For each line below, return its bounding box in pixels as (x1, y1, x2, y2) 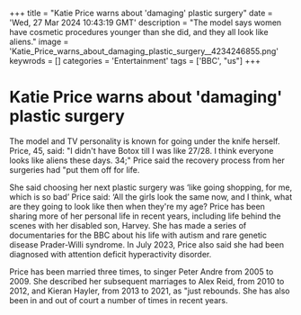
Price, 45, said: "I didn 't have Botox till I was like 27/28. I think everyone (9, 145, 274, 156)
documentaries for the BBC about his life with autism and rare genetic (9, 229, 268, 240)
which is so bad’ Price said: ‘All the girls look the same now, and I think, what (9, 191, 293, 202)
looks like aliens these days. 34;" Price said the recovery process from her (9, 155, 285, 166)
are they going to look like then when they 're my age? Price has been (9, 201, 265, 211)
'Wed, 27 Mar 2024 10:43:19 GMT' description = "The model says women (9, 17, 282, 28)
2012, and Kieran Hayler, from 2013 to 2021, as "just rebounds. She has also (9, 285, 290, 296)
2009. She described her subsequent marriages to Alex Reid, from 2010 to (9, 275, 285, 286)
